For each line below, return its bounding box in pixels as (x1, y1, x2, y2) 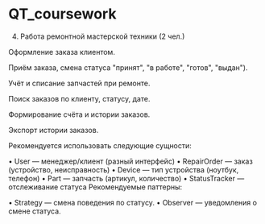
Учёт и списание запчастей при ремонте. (8, 78, 151, 88)
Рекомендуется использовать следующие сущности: (8, 140, 192, 150)
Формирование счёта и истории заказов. (8, 110, 151, 119)
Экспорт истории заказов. (8, 125, 99, 135)
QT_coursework (8, 5, 117, 23)
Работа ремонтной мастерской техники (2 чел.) (19, 31, 185, 41)
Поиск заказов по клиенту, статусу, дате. (8, 93, 151, 103)
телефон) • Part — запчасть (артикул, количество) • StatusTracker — (8, 173, 245, 183)
